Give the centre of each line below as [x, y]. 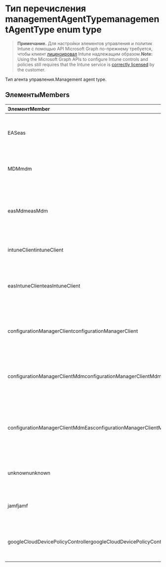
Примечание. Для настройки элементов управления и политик [85, 43]
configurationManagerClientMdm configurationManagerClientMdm [85, 376]
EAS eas [17, 133]
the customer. [31, 69]
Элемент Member [29, 109]
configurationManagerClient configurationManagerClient [73, 331]
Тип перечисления [46, 9]
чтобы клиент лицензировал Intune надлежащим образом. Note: [85, 54]
